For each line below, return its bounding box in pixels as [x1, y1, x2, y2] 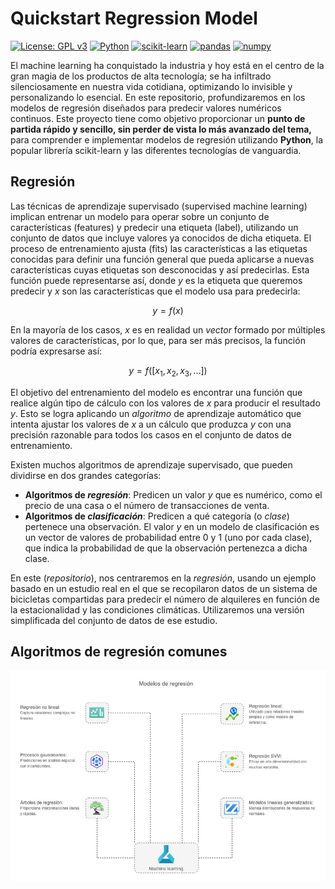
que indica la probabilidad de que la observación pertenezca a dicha [24, 542, 308, 554]
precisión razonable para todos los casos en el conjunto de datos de [10, 428, 293, 441]
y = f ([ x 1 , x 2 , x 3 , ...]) [128, 364, 208, 379]
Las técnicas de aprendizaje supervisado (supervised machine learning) [10, 200, 308, 212]
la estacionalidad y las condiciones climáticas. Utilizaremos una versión [10, 603, 305, 616]
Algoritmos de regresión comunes [10, 643, 228, 660]
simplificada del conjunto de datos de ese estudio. [10, 614, 218, 626]
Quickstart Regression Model [10, 7, 258, 30]
